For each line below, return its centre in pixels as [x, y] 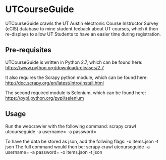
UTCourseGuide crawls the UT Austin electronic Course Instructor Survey [82, 23]
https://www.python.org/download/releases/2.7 [55, 67]
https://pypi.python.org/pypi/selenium [45, 98]
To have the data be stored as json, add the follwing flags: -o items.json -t [82, 141]
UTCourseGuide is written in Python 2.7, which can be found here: [74, 62]
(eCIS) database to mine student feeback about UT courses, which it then [82, 28]
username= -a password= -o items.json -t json [54, 152]
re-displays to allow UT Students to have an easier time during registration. [83, 34]
